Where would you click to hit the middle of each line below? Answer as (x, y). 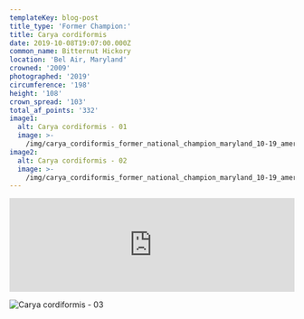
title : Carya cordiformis (58, 34)
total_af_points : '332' (54, 110)
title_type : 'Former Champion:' (70, 26)
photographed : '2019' (50, 77)
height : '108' (36, 93)
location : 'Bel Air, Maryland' (68, 60)
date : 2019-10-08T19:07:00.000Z (70, 43)
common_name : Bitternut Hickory (70, 52)
